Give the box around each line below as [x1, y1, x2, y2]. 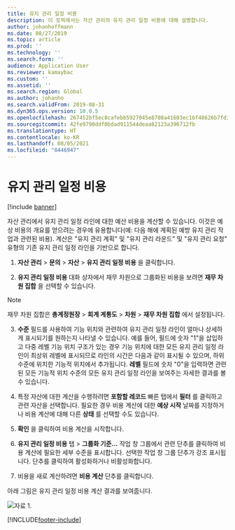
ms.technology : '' [7, 50, 61, 57]
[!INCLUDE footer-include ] [7, 515, 82, 524]
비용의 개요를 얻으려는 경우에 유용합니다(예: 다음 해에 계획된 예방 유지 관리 [14, 225, 217, 234]
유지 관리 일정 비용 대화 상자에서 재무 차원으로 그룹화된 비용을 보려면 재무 [17, 273, 217, 281]
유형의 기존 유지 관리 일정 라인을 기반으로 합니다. [7, 243, 140, 252]
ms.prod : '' [7, 43, 42, 50]
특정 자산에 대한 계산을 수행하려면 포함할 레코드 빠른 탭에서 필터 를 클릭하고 [17, 392, 222, 401]
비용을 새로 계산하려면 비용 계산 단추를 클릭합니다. [17, 471, 154, 480]
